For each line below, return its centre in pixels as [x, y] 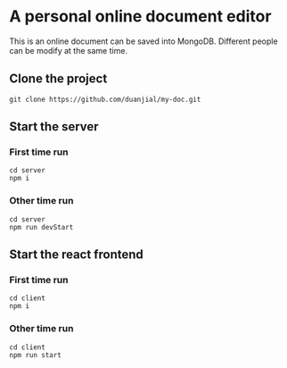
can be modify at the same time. [68, 50]
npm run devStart [41, 227]
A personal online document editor [140, 17]
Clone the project [58, 79]
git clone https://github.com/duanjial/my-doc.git [105, 99]
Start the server [54, 127]
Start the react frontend [77, 255]
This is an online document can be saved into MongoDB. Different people [143, 41]
